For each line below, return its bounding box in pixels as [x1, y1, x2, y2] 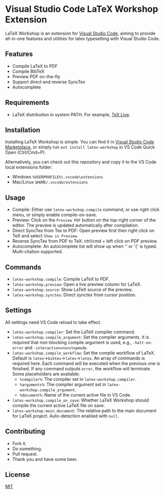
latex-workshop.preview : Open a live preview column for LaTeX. [12, 281, 142, 287]
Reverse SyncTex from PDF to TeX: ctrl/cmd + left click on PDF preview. [12, 238, 158, 244]
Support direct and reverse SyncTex [12, 79, 85, 85]
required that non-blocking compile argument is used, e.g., [12, 339, 132, 345]
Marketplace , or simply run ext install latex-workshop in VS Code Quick [5, 144, 155, 150]
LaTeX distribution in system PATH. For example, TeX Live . [12, 111, 131, 117]
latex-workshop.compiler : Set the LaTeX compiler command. [12, 329, 135, 335]
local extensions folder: [5, 164, 53, 170]
